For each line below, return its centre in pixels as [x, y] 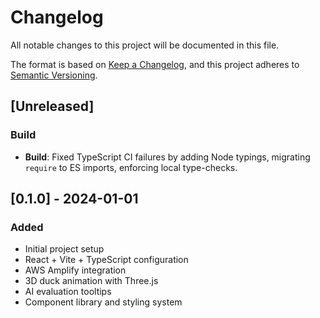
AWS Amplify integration [75, 270]
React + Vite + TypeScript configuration [106, 260]
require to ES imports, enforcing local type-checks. [131, 167]
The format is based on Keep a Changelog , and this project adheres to [155, 64]
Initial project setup [64, 249]
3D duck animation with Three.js [91, 281]
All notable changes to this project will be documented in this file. [145, 45]
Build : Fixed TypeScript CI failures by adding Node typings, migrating [167, 157]
